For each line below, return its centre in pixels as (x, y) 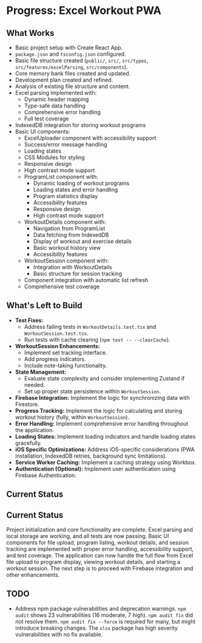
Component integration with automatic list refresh (86, 280)
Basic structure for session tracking (78, 273)
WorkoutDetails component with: (65, 222)
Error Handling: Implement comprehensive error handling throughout (102, 424)
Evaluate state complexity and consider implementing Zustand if (104, 378)
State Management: (41, 372)
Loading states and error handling (76, 190)
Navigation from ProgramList (69, 228)
